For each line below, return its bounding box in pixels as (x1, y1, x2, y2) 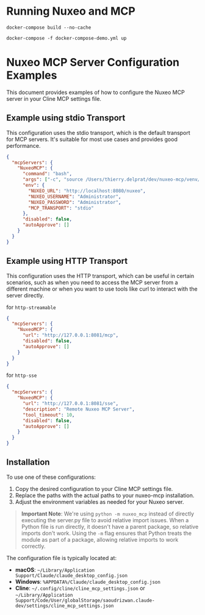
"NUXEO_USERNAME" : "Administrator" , (28, 194, 121, 200)
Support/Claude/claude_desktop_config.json (15, 572, 128, 578)
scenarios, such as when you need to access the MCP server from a (6, 278, 178, 286)
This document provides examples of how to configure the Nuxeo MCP (6, 89, 185, 96)
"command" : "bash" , (22, 171, 72, 177)
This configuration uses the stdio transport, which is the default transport (6, 129, 190, 136)
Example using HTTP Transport (6, 256, 128, 266)
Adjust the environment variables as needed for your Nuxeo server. (15, 498, 184, 505)
